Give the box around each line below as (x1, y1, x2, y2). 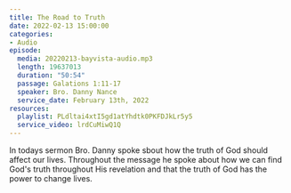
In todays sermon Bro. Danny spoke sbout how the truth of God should (9, 145, 269, 156)
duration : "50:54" (17, 71, 86, 80)
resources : (9, 104, 50, 113)
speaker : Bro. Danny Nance (17, 87, 117, 96)
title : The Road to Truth (9, 12, 105, 22)
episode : (9, 46, 42, 55)
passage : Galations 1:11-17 (17, 79, 122, 88)
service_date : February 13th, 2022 (17, 95, 150, 105)
